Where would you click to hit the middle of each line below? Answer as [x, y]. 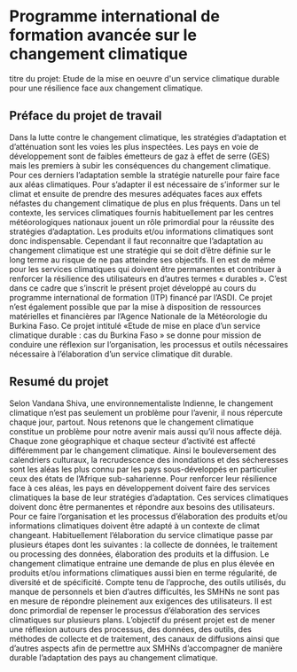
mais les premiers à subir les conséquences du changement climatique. [140, 165]
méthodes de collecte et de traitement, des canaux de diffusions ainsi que [145, 638]
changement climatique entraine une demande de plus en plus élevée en [142, 563]
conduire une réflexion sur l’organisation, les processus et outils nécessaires [149, 344]
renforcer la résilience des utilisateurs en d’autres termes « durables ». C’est [148, 278]
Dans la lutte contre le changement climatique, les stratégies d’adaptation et [148, 137]
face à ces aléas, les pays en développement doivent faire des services [140, 488]
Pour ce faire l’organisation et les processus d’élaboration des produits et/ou [148, 516]
